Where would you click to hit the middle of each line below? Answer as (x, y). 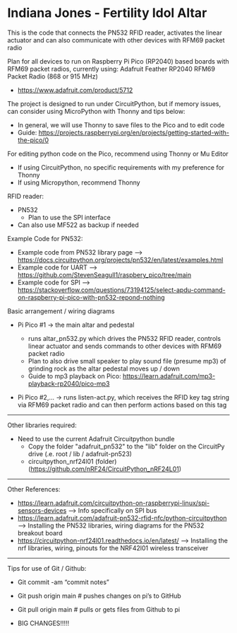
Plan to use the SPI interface (69, 217)
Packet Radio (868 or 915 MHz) (53, 76)
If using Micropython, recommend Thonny (79, 182)
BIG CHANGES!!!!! (43, 623)
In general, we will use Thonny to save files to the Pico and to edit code (121, 124)
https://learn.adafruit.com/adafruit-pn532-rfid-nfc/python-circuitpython (122, 518)
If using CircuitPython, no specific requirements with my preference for (121, 167)
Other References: (34, 489)
